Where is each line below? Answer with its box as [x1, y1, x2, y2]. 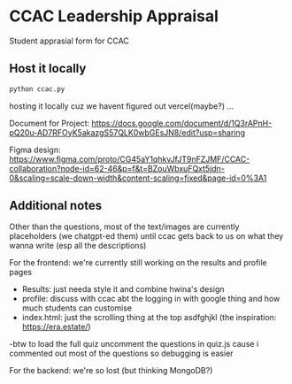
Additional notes [9, 198, 103, 213]
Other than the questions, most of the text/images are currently [9, 221, 240, 232]
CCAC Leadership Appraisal [9, 6, 219, 27]
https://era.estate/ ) [21, 321, 91, 333]
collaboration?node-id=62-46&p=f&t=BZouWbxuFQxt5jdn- [9, 163, 226, 173]
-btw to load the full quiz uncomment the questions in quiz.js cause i [9, 339, 259, 349]
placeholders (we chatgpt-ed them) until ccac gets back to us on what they [9, 231, 284, 242]
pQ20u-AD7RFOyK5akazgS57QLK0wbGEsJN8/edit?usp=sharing [9, 127, 246, 138]
